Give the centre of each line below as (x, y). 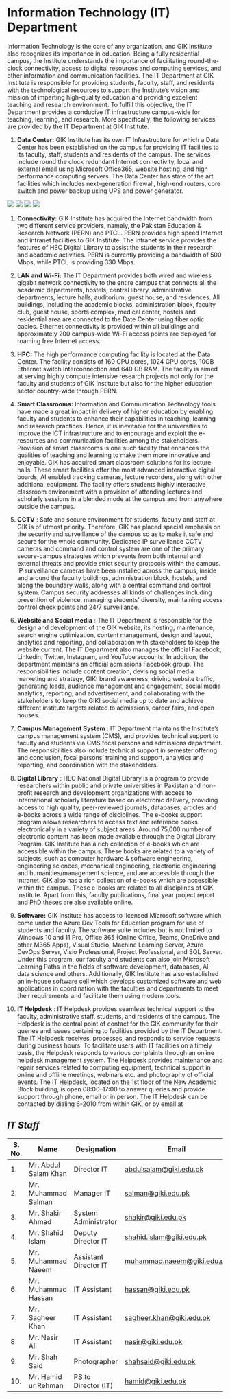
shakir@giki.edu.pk (155, 1217)
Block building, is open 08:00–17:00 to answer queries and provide (111, 1089)
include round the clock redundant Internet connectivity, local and (110, 161)
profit (25, 793)
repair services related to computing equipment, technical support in (114, 1067)
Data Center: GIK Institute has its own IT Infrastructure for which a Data (118, 139)
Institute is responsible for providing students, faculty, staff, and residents (111, 82)
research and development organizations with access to (113, 793)
